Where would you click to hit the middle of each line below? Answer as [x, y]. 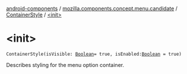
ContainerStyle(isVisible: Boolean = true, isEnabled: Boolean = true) [94, 54]
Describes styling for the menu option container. [65, 65]
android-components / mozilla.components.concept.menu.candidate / [92, 9]
